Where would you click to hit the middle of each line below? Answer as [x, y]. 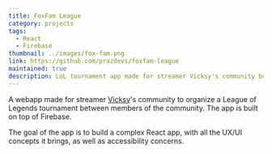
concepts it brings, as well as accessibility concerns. [96, 141]
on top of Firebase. [40, 116]
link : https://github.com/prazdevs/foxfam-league [94, 62]
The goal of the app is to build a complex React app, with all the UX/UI [125, 132]
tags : [17, 31]
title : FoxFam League [45, 16]
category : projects [41, 24]
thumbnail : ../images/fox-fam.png [67, 53]
